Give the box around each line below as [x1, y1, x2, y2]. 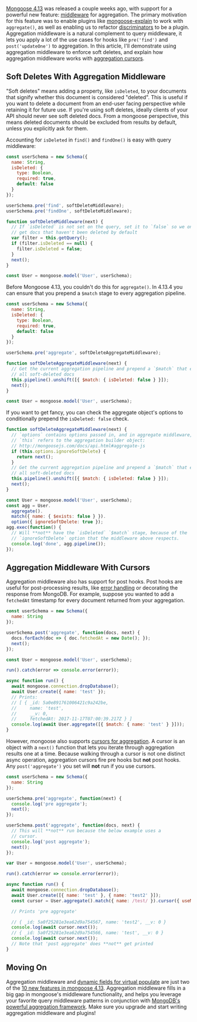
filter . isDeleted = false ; [16, 246, 83, 252]
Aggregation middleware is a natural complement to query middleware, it [6, 30, 182, 37]
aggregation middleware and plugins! [6, 1009, 96, 1016]
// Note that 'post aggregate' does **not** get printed [11, 941, 154, 947]
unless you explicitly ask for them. [6, 124, 89, 131]
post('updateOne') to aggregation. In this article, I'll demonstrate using [6, 42, 176, 49]
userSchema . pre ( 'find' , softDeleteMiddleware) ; [6, 203, 125, 208]
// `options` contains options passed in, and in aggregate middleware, [11, 432, 193, 438]
